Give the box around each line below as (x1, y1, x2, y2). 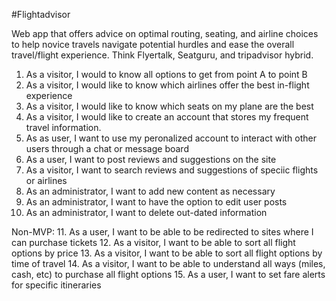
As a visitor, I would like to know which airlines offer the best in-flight (25, 79, 310, 91)
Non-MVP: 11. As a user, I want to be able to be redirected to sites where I (11, 226, 314, 238)
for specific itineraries (11, 279, 102, 291)
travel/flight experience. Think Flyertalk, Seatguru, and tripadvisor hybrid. (11, 49, 314, 61)
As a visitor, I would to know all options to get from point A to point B (25, 69, 308, 80)
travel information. (25, 122, 102, 133)
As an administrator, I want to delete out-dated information (25, 207, 268, 218)
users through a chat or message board (25, 143, 189, 154)
